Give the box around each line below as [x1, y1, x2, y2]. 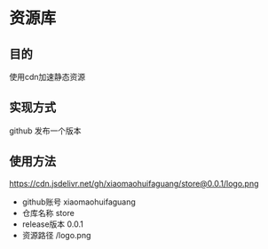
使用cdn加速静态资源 [9, 72, 86, 82]
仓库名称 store [21, 207, 75, 218]
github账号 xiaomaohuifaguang [21, 197, 136, 207]
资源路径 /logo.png [21, 229, 91, 240]
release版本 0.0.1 [21, 219, 84, 229]
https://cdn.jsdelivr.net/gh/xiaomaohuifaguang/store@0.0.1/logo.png [9, 178, 259, 189]
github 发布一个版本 [9, 125, 82, 136]
